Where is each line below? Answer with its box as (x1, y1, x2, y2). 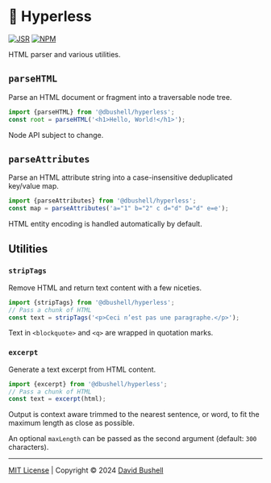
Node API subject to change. (8, 130, 104, 139)
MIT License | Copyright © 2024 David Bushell (8, 465, 164, 475)
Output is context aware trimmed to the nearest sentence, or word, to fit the (8, 410, 260, 419)
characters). (8, 443, 49, 452)
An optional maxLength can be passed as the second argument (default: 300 (8, 434, 257, 443)
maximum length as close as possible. (8, 418, 135, 428)
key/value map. (8, 181, 59, 191)
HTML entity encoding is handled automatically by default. (8, 219, 203, 229)
